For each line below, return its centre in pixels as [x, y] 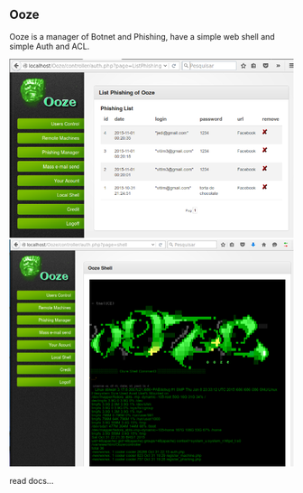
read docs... [32, 481]
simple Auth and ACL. [50, 46]
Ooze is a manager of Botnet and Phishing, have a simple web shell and [142, 36]
